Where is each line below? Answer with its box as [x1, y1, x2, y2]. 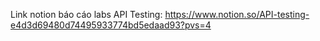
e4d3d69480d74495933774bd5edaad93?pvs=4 [10, 19, 212, 31]
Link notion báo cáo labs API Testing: [10, 9, 163, 20]
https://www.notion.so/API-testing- [164, 9, 310, 20]
